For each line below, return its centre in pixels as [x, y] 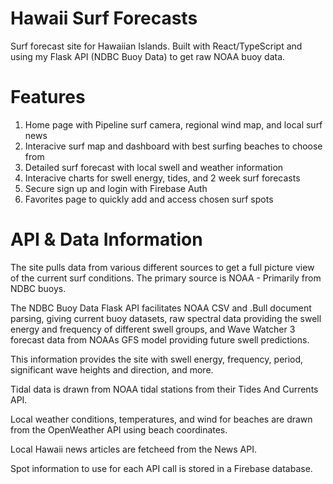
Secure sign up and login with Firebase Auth [116, 188]
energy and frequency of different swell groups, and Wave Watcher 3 [153, 329]
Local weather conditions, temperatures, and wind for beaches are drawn [161, 419]
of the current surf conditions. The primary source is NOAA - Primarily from [166, 278]
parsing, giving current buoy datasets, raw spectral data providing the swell [166, 318]
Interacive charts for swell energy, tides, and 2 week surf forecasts [162, 178]
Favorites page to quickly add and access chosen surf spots [149, 199]
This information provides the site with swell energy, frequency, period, [157, 359]
